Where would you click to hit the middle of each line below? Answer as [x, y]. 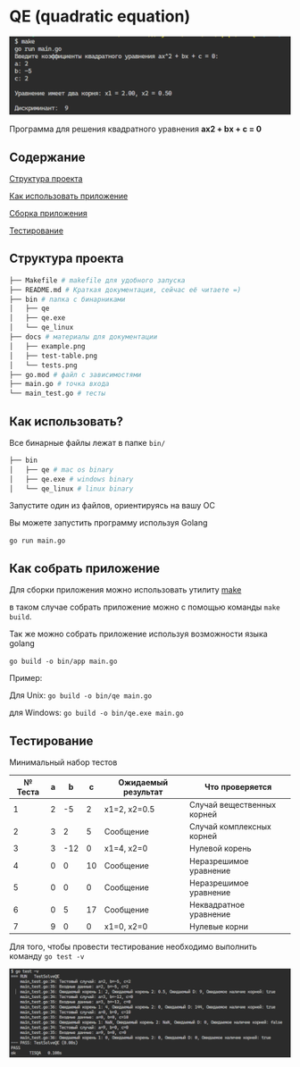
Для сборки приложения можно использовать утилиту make [125, 590]
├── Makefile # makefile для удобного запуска [97, 280]
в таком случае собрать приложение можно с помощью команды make [145, 607]
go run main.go [37, 541]
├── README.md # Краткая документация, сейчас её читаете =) [125, 290]
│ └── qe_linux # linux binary [71, 489]
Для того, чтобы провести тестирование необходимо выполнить [133, 946]
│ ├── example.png [48, 346]
